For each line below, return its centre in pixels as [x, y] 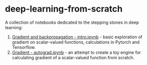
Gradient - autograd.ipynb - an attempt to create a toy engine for [76, 52]
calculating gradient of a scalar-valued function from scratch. [73, 57]
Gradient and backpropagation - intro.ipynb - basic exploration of [77, 37]
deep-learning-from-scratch [64, 9]
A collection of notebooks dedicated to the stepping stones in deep [72, 22]
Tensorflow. [24, 47]
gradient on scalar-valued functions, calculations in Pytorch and [76, 42]
